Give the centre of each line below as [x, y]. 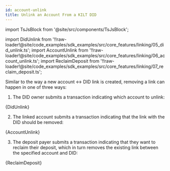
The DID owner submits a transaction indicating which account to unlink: [89, 97]
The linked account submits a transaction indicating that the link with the [89, 117]
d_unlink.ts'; [18, 50]
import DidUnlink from [29, 39]
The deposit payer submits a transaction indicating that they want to [84, 142]
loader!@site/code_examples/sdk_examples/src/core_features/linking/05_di [85, 44]
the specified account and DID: [45, 153]
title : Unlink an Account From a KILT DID [51, 15]
